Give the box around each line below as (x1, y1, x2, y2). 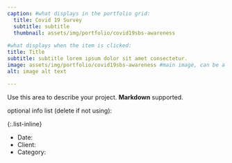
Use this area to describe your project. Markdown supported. (7, 93, 184, 101)
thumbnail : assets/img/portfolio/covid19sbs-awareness (13, 29, 176, 37)
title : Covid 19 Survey (13, 17, 82, 23)
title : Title (7, 49, 45, 56)
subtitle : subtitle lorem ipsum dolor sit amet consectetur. (7, 55, 188, 62)
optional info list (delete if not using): (7, 106, 113, 115)
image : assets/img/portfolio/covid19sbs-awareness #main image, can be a (7, 61, 226, 68)
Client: (17, 140, 36, 148)
